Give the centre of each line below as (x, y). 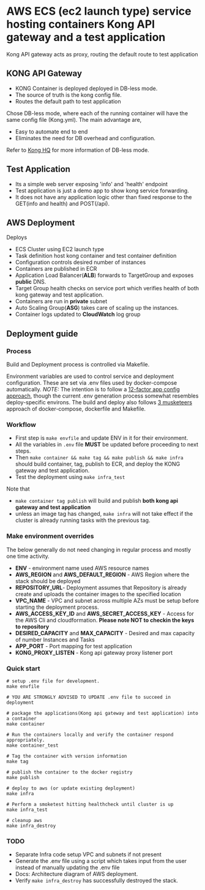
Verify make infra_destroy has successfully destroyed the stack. (97, 881)
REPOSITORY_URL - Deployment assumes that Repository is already (101, 587)
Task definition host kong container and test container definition (96, 256)
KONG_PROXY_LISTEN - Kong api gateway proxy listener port (94, 652)
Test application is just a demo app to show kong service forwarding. (102, 190)
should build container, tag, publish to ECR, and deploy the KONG (98, 464)
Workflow (21, 424)
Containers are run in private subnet (61, 301)
